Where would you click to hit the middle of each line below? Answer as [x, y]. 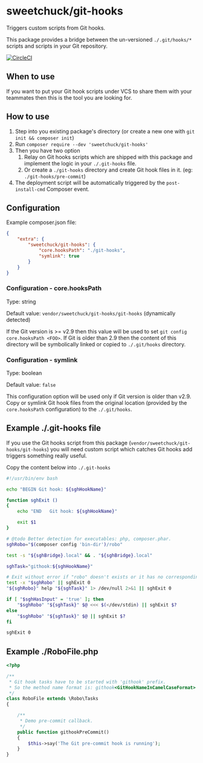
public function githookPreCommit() [63, 732]
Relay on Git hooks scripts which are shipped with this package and [108, 157]
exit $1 [27, 523]
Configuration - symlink [42, 359]
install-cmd [30, 189]
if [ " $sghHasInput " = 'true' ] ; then [55, 599]
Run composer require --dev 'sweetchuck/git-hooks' [82, 144]
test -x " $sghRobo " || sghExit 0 [48, 583]
